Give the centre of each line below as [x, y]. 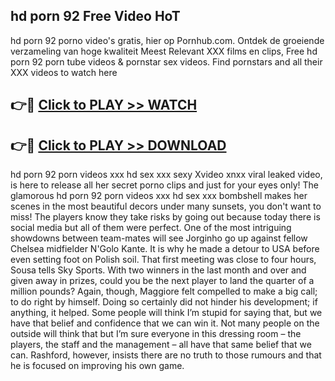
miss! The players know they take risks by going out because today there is [165, 217]
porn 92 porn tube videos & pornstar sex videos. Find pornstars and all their [166, 61]
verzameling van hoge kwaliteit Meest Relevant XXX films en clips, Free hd [164, 51]
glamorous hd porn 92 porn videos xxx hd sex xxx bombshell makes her [159, 196]
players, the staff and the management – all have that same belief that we [161, 345]
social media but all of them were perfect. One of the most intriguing [151, 228]
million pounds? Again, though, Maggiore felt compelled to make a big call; [164, 291]
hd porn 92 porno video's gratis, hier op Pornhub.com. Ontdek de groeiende [167, 40]
